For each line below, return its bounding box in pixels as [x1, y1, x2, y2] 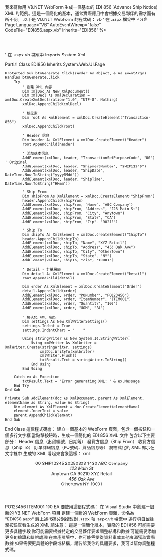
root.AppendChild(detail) [22, 276, 75, 280]
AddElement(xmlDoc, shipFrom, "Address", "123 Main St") [22, 206, 140, 211]
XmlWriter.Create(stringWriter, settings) [5, 345, 92, 350]
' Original [5, 160, 27, 165]
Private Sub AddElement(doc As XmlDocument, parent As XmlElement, [5, 396, 145, 401]
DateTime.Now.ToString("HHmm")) [5, 181, 70, 186]
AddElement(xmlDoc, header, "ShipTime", [22, 177, 105, 182]
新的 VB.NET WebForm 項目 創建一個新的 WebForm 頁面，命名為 [5, 510, 134, 516]
